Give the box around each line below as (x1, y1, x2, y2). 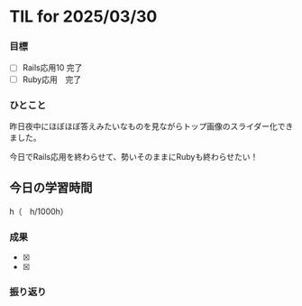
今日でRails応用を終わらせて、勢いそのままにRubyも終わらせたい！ (9, 151, 259, 162)
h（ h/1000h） (9, 206, 69, 217)
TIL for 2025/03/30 (9, 6, 158, 27)
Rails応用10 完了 (22, 62, 83, 73)
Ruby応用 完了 (22, 74, 82, 85)
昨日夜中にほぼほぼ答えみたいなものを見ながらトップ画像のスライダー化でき (9, 120, 294, 132)
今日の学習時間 (9, 181, 93, 196)
